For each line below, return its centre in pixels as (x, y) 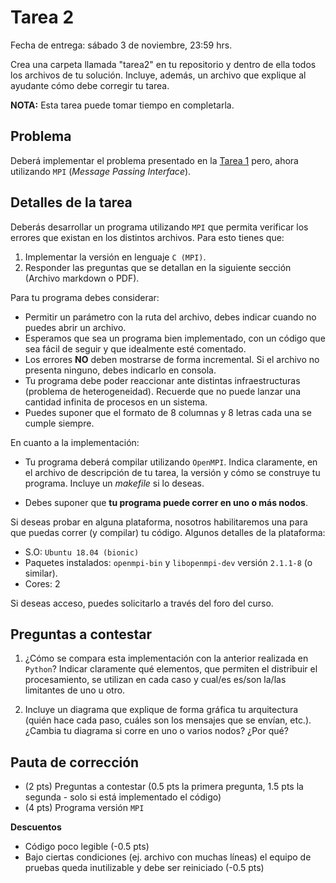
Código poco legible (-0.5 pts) (87, 847)
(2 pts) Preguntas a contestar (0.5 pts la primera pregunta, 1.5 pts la (164, 787)
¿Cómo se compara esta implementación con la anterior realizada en (166, 658)
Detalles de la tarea (71, 202)
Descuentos (36, 827)
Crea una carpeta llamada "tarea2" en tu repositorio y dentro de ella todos (163, 64)
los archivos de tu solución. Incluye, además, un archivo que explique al (158, 75)
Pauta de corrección (75, 762)
